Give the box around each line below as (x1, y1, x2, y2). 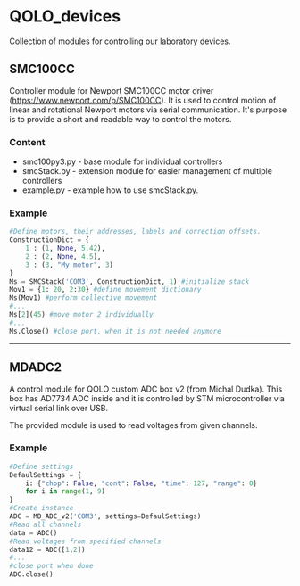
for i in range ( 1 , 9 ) (25, 487, 105, 496)
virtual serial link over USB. (9, 402, 109, 413)
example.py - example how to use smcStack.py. (21, 185, 199, 195)
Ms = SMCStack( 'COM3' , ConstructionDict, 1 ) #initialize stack (9, 276, 250, 286)
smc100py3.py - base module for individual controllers (21, 156, 223, 167)
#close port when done (9, 562, 94, 571)
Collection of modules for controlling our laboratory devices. (9, 36, 231, 46)
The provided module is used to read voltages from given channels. (9, 419, 258, 430)
